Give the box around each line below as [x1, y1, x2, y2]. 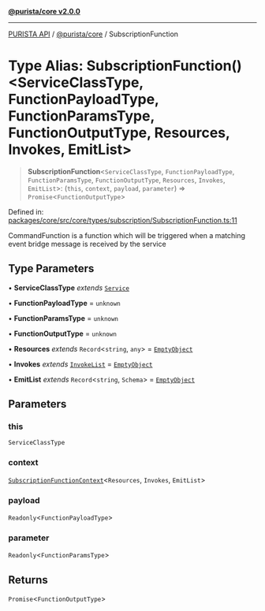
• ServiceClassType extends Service [8, 283, 130, 292]
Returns [8, 573, 49, 587]
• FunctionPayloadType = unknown [8, 298, 121, 307]
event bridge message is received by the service [8, 239, 167, 248]
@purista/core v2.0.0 [8, 7, 80, 16]
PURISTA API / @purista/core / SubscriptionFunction [8, 29, 179, 39]
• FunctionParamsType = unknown [8, 313, 119, 322]
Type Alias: [8, 57, 84, 75]
